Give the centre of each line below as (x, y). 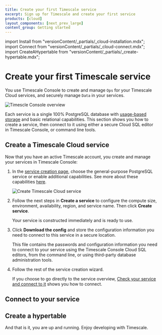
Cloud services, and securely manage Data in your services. (65, 95)
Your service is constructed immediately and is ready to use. (73, 220)
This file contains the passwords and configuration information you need (85, 244)
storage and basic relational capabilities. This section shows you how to (77, 119)
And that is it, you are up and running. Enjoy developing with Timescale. (77, 328)
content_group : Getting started (38, 28)
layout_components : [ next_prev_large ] (44, 23)
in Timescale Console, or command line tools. (50, 130)
